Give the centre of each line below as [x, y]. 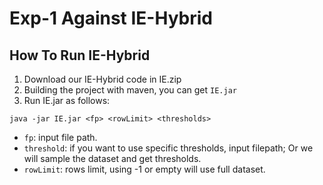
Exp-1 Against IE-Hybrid [111, 18]
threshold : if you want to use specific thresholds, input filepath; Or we [168, 148]
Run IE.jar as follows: [67, 100]
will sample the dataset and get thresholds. [112, 158]
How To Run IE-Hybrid [80, 55]
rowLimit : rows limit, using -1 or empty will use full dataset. [144, 169]
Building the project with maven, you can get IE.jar [130, 90]
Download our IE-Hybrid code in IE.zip [102, 79]
